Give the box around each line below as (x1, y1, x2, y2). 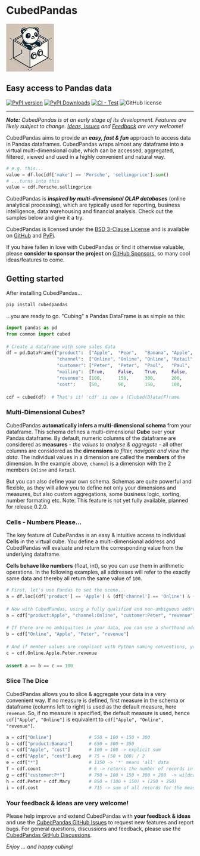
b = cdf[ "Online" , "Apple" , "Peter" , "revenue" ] (6, 631, 129, 638)
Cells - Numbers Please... (6, 518, 82, 526)
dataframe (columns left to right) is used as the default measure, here (6, 703, 177, 710)
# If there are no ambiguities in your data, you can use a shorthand (6, 625, 185, 631)
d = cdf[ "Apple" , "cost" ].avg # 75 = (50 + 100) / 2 (6, 753, 145, 759)
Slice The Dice (6, 677, 49, 685)
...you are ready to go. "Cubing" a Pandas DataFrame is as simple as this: (6, 312, 186, 319)
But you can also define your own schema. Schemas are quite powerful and (6, 478, 192, 485)
